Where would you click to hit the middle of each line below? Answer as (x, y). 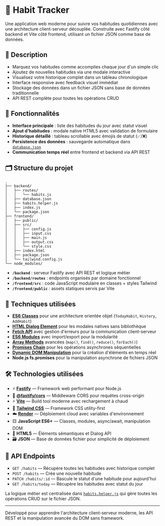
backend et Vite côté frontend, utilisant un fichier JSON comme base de (78, 34)
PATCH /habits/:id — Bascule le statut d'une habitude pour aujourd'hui (84, 478)
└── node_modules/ (24, 264)
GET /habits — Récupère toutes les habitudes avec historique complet (83, 468)
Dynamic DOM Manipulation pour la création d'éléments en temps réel (84, 353)
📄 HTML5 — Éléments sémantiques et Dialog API (62, 433)
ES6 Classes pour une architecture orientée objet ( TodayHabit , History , (84, 316)
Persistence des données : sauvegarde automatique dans (71, 141)
